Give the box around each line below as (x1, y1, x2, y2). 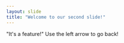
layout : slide (6, 8, 42, 15)
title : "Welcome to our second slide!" (6, 14, 106, 20)
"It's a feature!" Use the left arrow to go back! (6, 30, 119, 37)
